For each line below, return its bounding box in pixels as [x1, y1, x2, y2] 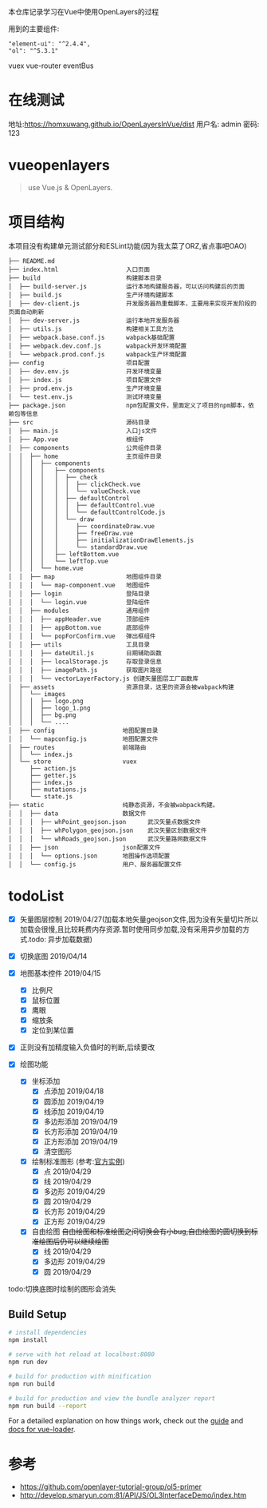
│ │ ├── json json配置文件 [8, 843, 161, 851]
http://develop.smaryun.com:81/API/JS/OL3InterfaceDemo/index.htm [19, 1490, 247, 1500]
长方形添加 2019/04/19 [43, 1126, 118, 1136]
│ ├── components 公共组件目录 [8, 444, 162, 452]
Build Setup [8, 1307, 67, 1321]
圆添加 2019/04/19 [43, 1096, 104, 1106]
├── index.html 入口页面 [8, 265, 150, 273]
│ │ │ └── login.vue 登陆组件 [8, 598, 150, 606]
